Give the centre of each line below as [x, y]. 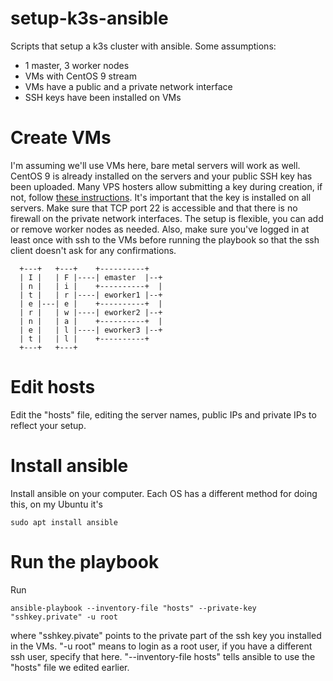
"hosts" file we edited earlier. [70, 667]
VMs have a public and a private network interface [128, 86]
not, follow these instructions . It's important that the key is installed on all [161, 197]
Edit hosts [53, 387]
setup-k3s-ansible [89, 18]
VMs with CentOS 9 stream [80, 76]
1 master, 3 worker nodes [77, 65]
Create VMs [61, 138]
